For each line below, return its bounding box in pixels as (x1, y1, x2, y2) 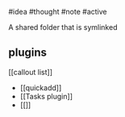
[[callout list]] (8, 67, 52, 77)
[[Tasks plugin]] (19, 91, 73, 101)
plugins (8, 46, 47, 60)
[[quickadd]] (19, 82, 62, 92)
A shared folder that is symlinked (8, 23, 118, 31)
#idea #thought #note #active (8, 7, 107, 16)
